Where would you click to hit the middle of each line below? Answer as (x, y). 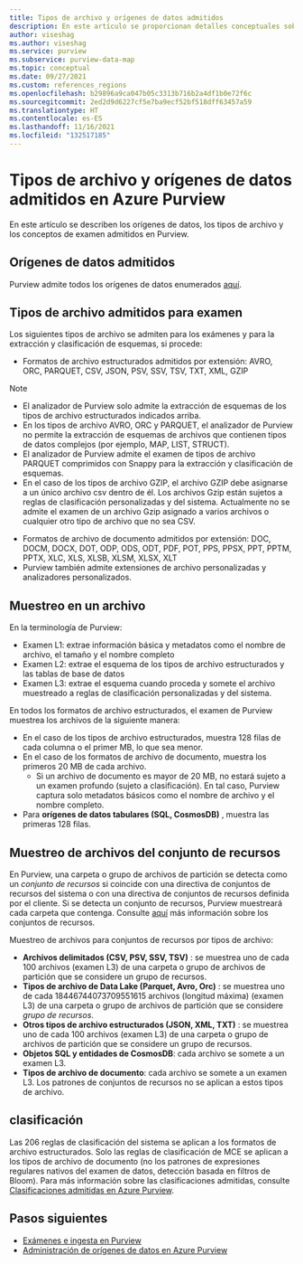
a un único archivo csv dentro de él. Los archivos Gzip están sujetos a (152, 493)
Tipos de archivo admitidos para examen (126, 313)
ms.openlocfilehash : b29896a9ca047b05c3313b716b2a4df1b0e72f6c (131, 93)
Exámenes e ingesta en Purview (82, 1240)
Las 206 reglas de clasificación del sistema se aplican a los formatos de (143, 1142)
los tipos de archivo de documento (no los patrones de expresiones (135, 1161)
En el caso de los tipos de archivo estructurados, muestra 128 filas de (151, 738)
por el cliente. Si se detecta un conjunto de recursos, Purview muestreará (146, 903)
